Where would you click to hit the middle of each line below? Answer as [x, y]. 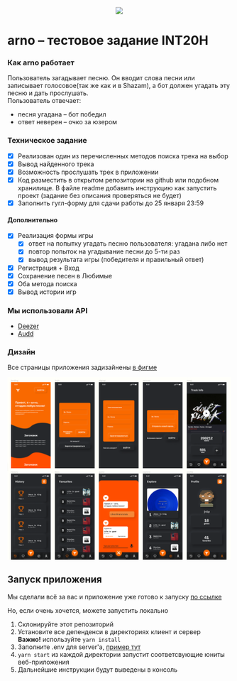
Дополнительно [33, 219]
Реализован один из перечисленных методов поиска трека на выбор [123, 156]
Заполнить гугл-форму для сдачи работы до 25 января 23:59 [111, 203]
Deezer [28, 326]
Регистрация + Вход [48, 268]
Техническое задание [47, 141]
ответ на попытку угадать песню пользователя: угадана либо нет [128, 244]
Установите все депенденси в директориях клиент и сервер [109, 631]
